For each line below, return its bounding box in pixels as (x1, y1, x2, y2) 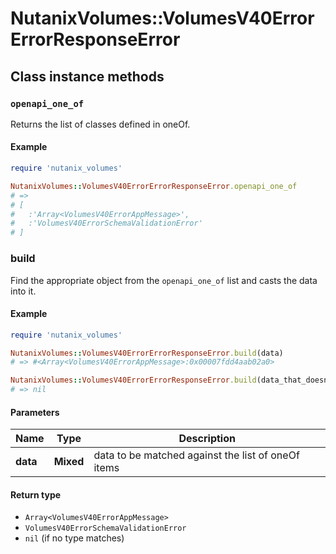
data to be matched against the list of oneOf (93, 448, 300, 462)
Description (178, 432, 236, 446)
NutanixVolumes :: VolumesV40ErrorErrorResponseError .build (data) (10, 348, 284, 358)
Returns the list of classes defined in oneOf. (10, 118, 191, 130)
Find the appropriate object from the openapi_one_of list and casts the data (10, 274, 318, 286)
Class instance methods (10, 68, 165, 85)
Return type (10, 488, 62, 501)
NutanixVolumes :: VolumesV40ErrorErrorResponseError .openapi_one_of (10, 181, 298, 191)
